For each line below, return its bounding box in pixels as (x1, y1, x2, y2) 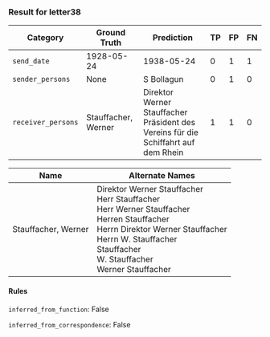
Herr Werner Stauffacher (96, 204, 190, 215)
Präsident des (143, 117, 195, 128)
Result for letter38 (8, 6, 82, 18)
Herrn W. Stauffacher (96, 233, 178, 245)
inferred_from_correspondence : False (8, 319, 131, 329)
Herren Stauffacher (96, 213, 170, 225)
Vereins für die (143, 127, 199, 138)
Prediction (152, 32, 193, 43)
